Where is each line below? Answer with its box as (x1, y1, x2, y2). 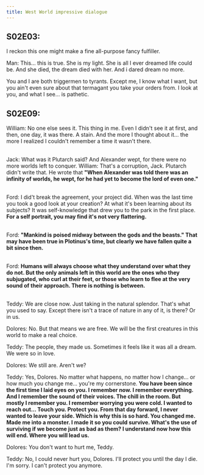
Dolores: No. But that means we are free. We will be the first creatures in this (6, 325, 199, 332)
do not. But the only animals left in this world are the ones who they (6, 269, 180, 276)
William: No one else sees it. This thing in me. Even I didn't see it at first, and (6, 124, 198, 132)
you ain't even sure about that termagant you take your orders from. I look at (6, 84, 198, 91)
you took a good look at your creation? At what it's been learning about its (6, 200, 192, 207)
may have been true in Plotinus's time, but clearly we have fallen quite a (6, 238, 192, 245)
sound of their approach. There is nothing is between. (6, 282, 146, 290)
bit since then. (6, 245, 44, 252)
